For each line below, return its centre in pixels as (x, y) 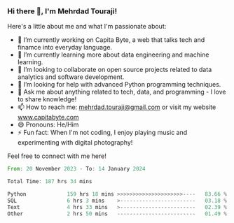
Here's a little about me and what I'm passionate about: (87, 27)
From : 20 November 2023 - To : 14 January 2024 (76, 169)
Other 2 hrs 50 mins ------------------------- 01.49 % (117, 214)
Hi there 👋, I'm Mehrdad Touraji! (62, 11)
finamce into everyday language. (65, 48)
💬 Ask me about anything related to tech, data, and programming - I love (122, 92)
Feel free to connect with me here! (57, 156)
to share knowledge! (47, 99)
